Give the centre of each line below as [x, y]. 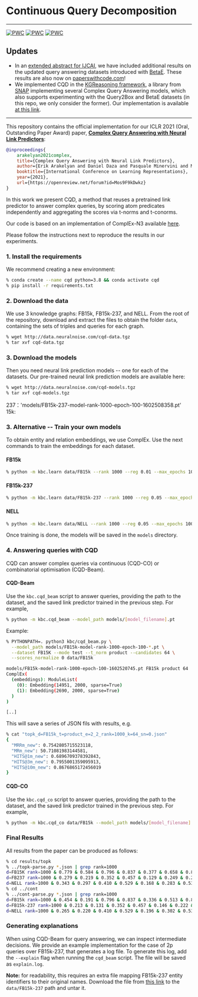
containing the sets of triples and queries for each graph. [75, 326]
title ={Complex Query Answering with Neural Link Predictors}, [96, 161]
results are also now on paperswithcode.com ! [70, 78]
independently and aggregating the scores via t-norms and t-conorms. [92, 212]
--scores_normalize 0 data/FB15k [52, 658]
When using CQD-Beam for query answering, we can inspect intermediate [96, 939]
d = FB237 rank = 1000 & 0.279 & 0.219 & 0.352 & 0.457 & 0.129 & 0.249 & [95, 878]
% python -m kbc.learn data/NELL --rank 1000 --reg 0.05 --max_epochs [95, 524]
